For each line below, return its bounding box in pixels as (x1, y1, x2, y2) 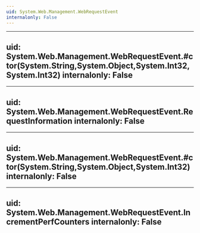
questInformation (6, 116, 73, 126)
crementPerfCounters (6, 217, 90, 227)
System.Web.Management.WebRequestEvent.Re (6, 106, 193, 116)
